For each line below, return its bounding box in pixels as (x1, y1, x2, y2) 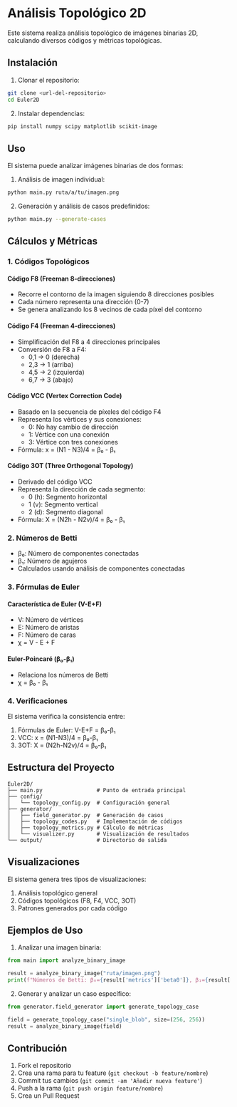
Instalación (7, 57, 58, 69)
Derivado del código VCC (17, 477, 93, 486)
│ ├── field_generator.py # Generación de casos (7, 811, 164, 818)
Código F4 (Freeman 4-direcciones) (7, 322, 116, 331)
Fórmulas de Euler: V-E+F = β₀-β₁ (17, 725, 116, 734)
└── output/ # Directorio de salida (7, 836, 167, 843)
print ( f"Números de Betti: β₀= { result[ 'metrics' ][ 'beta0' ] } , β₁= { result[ (7, 977, 231, 984)
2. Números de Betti (7, 533, 78, 543)
